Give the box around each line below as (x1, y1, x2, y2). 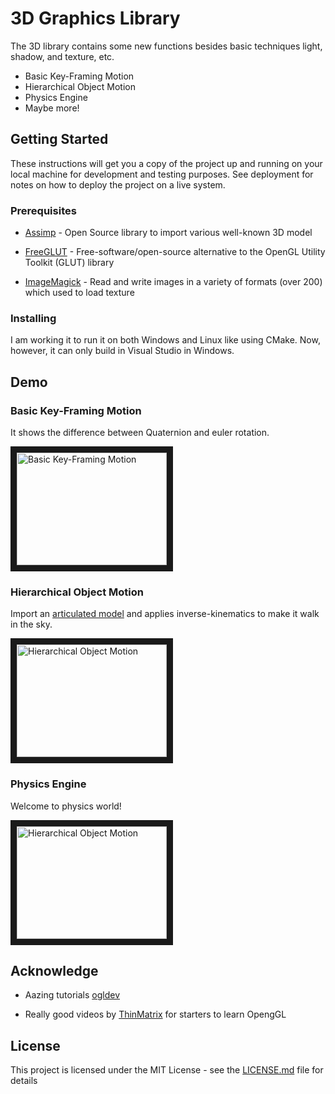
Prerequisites (10, 203, 77, 217)
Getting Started (10, 131, 109, 148)
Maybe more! (24, 102, 80, 114)
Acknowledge (10, 963, 99, 980)
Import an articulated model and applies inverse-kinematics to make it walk (10, 608, 320, 620)
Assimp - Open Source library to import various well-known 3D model (24, 227, 313, 239)
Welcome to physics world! (10, 800, 122, 812)
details (10, 1075, 38, 1087)
